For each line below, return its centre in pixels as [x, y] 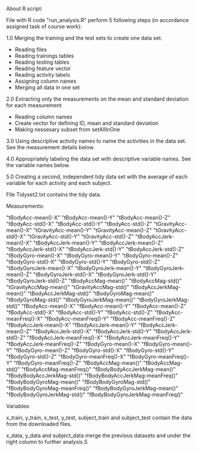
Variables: [18, 406]
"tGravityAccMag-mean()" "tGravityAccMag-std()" [68, 287]
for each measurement [34, 105]
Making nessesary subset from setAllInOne [67, 129]
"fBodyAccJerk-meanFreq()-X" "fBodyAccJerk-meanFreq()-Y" [103, 338]
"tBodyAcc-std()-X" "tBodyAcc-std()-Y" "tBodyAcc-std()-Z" [79, 224]
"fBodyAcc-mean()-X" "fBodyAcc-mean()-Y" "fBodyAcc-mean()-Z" [104, 306]
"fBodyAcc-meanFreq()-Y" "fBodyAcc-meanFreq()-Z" [110, 319]
